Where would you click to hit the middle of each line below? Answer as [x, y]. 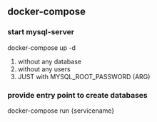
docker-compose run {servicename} [61, 111]
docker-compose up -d [42, 47]
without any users [44, 69]
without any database [50, 61]
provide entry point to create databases [77, 95]
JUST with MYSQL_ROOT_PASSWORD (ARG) [84, 76]
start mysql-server [41, 32]
